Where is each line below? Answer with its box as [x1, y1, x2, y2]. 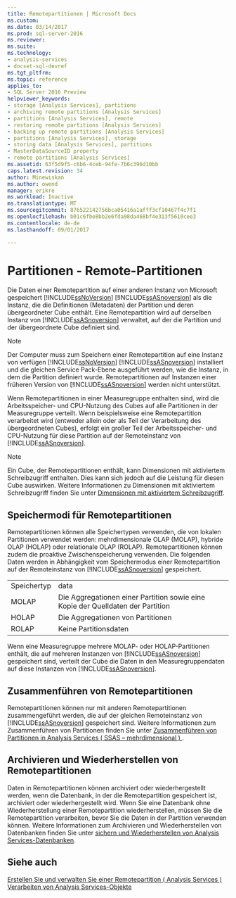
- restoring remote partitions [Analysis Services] [7, 121, 162, 129]
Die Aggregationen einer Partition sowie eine [58, 593, 206, 602]
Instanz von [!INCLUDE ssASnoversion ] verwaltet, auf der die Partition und [7, 316, 221, 324]
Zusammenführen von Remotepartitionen [7, 685, 193, 697]
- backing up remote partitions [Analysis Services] [7, 128, 165, 135]
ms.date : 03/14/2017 [7, 23, 68, 30]
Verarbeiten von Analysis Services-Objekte [7, 883, 132, 891]
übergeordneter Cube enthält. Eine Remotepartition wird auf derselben [7, 308, 212, 317]
